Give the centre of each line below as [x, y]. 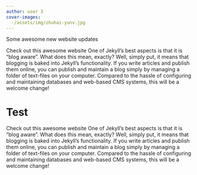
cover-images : [24, 17]
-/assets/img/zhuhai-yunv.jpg [48, 22]
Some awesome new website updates [52, 39]
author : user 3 [25, 11]
